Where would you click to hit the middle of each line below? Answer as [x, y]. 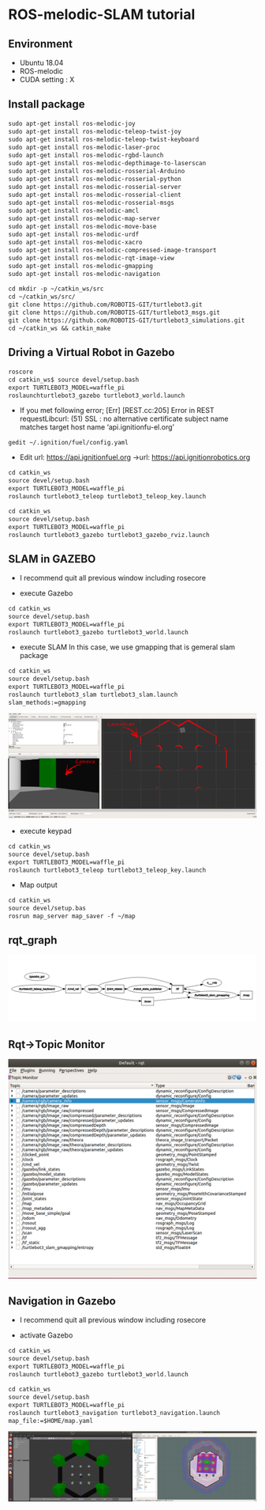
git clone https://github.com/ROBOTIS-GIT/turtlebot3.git [105, 305]
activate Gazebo [46, 1335]
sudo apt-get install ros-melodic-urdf [74, 234]
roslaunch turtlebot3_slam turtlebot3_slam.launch [93, 695]
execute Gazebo [46, 593]
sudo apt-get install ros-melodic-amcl [74, 210]
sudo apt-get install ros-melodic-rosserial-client [95, 195]
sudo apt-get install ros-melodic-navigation [84, 274]
